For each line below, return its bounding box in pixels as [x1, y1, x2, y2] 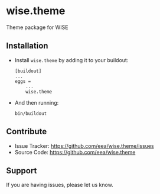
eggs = [14, 78, 31, 84]
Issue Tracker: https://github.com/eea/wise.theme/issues [14, 142, 155, 149]
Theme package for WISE [6, 24, 68, 31]
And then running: [14, 99, 59, 106]
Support [6, 166, 37, 176]
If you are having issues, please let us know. [6, 182, 113, 189]
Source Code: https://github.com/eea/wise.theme [14, 148, 136, 156]
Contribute [6, 127, 47, 137]
